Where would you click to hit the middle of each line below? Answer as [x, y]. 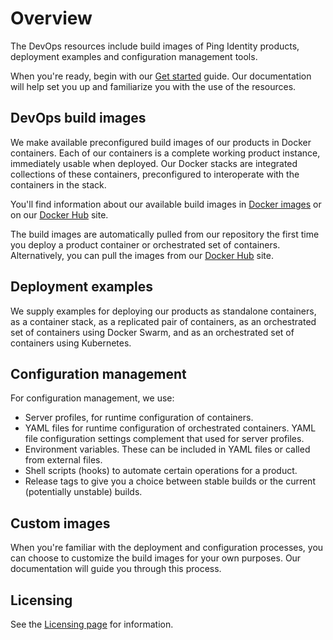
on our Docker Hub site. [59, 214]
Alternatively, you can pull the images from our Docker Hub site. [142, 255]
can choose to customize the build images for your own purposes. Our [156, 558]
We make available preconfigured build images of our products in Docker [161, 142]
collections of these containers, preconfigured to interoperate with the [155, 174]
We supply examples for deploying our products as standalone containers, [163, 311]
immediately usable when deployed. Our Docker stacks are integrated [154, 163]
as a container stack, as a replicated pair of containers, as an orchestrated [163, 321]
